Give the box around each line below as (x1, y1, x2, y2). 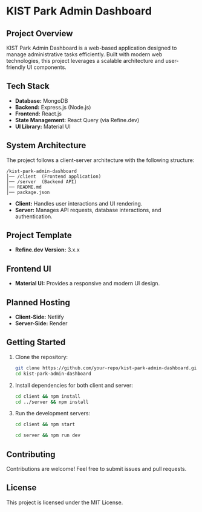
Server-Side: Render (15, 320, 68, 327)
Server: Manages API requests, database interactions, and (15, 206, 161, 213)
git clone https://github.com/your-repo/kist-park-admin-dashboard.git (15, 365, 200, 371)
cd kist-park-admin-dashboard (15, 371, 92, 377)
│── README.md (6, 184, 42, 190)
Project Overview (6, 28, 73, 39)
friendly (6, 63, 26, 71)
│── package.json (6, 189, 50, 195)
